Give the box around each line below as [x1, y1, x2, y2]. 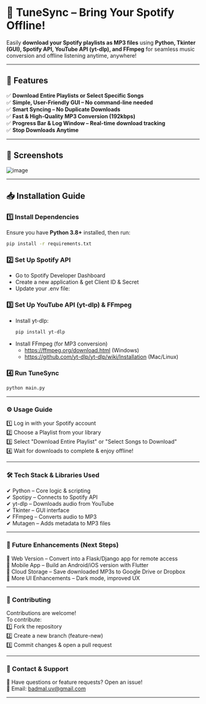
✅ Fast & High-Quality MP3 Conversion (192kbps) [6, 112, 136, 120]
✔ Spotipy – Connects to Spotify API [6, 493, 98, 501]
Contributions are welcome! [6, 609, 77, 616]
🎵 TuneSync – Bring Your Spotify [6, 6, 175, 20]
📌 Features [6, 75, 48, 86]
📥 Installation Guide [6, 190, 86, 201]
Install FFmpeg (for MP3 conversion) [15, 340, 108, 347]
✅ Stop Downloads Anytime [6, 126, 79, 134]
